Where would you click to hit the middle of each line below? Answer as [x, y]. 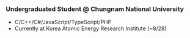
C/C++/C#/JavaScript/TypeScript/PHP [63, 22]
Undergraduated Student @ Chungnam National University [95, 9]
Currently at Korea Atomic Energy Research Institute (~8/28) [90, 28]
